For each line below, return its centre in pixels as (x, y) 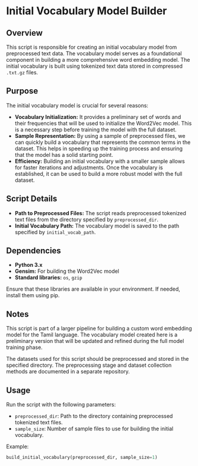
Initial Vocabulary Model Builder (87, 11)
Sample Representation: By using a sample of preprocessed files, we (100, 136)
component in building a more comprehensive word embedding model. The (98, 60)
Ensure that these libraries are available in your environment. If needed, (93, 289)
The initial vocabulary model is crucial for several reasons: (77, 105)
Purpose (22, 91)
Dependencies (33, 251)
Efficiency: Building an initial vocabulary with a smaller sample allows (100, 161)
